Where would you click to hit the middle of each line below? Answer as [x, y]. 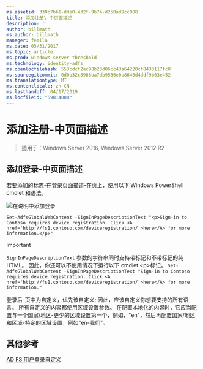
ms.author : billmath [33, 35]
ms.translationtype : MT [37, 80]
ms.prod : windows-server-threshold [52, 58]
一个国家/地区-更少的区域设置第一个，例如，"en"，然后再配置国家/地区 [106, 315]
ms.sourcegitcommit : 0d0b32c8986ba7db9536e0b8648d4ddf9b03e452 [89, 75]
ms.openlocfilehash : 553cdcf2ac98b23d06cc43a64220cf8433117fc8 [89, 69]
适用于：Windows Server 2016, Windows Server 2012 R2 [93, 148]
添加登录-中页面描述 [44, 169]
